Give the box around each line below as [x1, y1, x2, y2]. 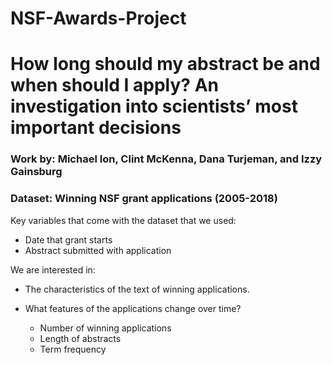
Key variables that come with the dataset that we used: [10, 214, 237, 226]
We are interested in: [10, 263, 96, 276]
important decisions [10, 117, 182, 139]
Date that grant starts [24, 233, 113, 246]
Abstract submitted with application [24, 244, 172, 256]
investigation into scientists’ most [10, 95, 298, 118]
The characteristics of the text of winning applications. [24, 283, 250, 295]
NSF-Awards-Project [10, 7, 187, 30]
